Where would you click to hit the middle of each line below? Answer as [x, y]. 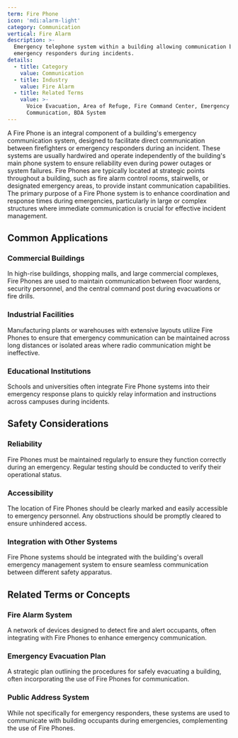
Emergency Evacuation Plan [57, 656]
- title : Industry [41, 80]
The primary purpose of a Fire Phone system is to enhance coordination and [119, 193]
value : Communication [52, 73]
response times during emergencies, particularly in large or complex [107, 201]
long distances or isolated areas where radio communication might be [109, 345]
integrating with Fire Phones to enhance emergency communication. [107, 638]
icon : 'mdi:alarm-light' [44, 21]
